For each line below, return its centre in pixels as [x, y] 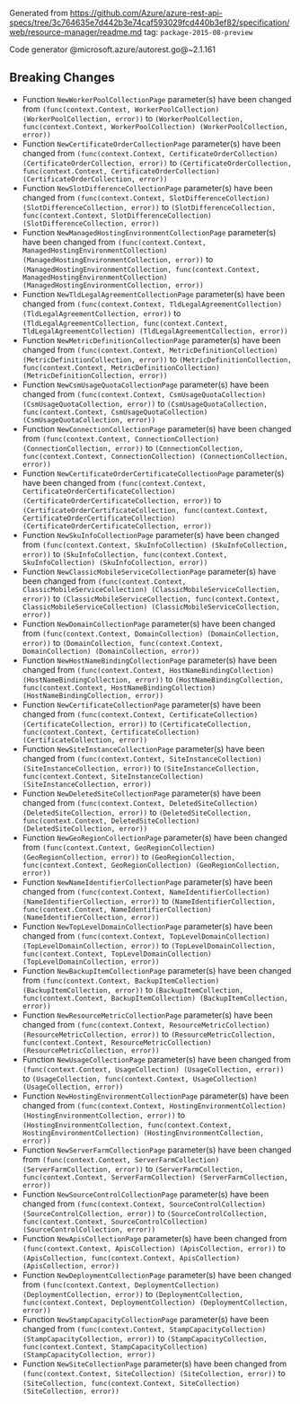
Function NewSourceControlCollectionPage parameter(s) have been [146, 1194]
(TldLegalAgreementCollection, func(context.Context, [125, 323]
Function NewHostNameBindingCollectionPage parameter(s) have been [150, 660]
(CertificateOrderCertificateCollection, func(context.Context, [145, 510]
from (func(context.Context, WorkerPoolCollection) [121, 109]
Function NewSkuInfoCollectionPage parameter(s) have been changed [151, 534]
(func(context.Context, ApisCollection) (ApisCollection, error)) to [154, 1248]
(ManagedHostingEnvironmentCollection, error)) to [118, 259]
